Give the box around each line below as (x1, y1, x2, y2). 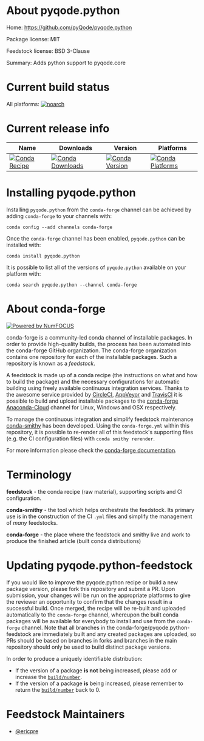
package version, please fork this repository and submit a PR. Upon (6, 585, 175, 592)
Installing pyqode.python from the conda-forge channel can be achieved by (6, 206, 192, 213)
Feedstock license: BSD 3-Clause (6, 47, 90, 55)
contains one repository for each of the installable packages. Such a (6, 353, 177, 360)
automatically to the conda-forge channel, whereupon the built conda (6, 611, 179, 618)
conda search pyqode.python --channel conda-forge (6, 282, 137, 288)
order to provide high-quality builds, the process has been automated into (6, 340, 191, 347)
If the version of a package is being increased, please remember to (15, 680, 183, 687)
